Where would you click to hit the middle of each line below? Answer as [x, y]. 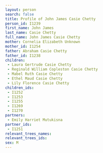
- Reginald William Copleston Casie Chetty [52, 70]
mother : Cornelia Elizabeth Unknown [43, 42]
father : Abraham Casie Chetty [36, 51]
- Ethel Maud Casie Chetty [35, 78]
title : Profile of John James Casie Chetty [51, 19]
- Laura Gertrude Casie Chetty [39, 65]
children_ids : [20, 88]
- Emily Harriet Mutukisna [35, 120]
